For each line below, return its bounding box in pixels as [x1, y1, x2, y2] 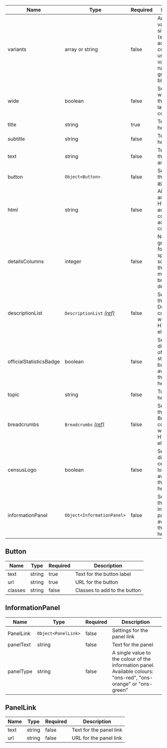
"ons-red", [112, 674, 138, 681]
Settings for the [112, 627, 148, 634]
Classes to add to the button [75, 587, 141, 594]
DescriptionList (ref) [64, 310, 115, 317]
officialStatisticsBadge [7, 358, 60, 365]
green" [112, 686, 128, 693]
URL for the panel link [72, 735, 122, 742]
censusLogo [7, 466, 37, 473]
